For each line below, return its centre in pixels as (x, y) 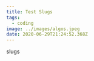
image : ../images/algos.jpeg (43, 29)
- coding (23, 23)
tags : (13, 18)
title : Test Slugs (29, 12)
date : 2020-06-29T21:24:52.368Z (47, 34)
